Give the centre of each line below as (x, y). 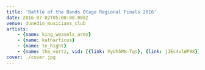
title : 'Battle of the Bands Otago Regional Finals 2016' (81, 12)
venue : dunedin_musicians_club (46, 23)
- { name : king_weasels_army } (54, 35)
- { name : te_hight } (42, 46)
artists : (17, 29)
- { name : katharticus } (46, 40)
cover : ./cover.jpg (31, 57)
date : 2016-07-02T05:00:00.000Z (47, 18)
